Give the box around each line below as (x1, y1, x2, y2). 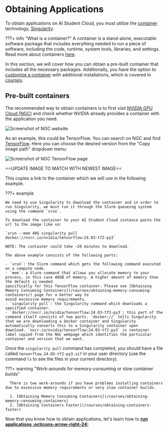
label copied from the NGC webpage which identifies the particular (5, 332, 152, 337)
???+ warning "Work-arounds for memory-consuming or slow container (5, 366, 153, 372)
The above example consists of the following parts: (5, 252, 118, 257)
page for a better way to (34, 292, 89, 297)
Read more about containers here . (5, 51, 76, 57)
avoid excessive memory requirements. (5, 297, 87, 302)
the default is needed (5, 279, 53, 284)
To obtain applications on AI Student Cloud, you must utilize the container (5, 20, 157, 26)
